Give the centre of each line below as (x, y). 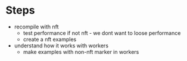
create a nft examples (50, 39)
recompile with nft (36, 27)
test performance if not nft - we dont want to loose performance (102, 33)
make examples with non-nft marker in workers (81, 52)
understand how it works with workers (61, 46)
